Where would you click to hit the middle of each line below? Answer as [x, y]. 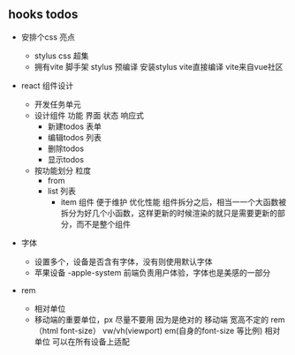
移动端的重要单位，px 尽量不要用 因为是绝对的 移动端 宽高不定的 [151, 319]
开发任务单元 [57, 104]
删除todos [66, 148]
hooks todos [43, 15]
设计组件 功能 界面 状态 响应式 [89, 115]
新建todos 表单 [75, 126]
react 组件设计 [47, 85]
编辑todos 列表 [75, 137]
